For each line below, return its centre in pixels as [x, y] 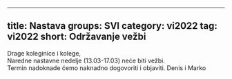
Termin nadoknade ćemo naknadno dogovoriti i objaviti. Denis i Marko [107, 68]
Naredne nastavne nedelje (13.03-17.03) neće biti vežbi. [86, 60]
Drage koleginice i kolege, [44, 53]
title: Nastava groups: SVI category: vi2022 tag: [112, 26]
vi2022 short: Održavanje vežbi [77, 37]
